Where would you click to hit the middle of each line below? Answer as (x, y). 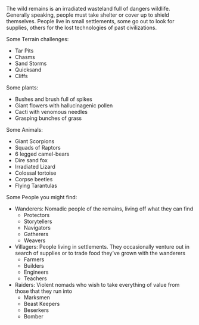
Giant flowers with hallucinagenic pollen (64, 106)
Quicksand (28, 70)
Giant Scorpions (35, 141)
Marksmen (37, 297)
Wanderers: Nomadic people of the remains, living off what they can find (104, 209)
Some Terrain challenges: (38, 39)
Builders (34, 266)
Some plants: (22, 88)
